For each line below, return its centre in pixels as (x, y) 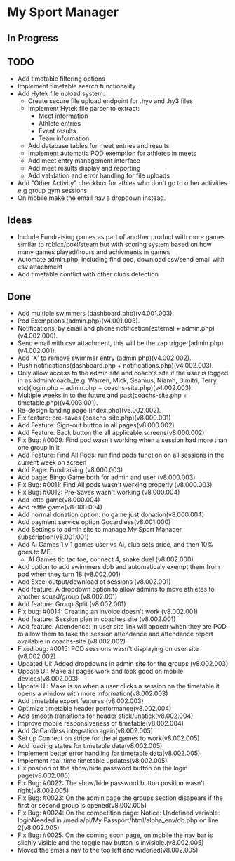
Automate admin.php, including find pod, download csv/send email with (121, 260)
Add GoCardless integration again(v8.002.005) (85, 731)
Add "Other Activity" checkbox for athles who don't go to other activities (122, 183)
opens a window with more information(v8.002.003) (93, 694)
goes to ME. (35, 552)
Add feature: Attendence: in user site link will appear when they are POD (122, 627)
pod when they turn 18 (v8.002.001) (69, 574)
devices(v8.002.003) (48, 679)
